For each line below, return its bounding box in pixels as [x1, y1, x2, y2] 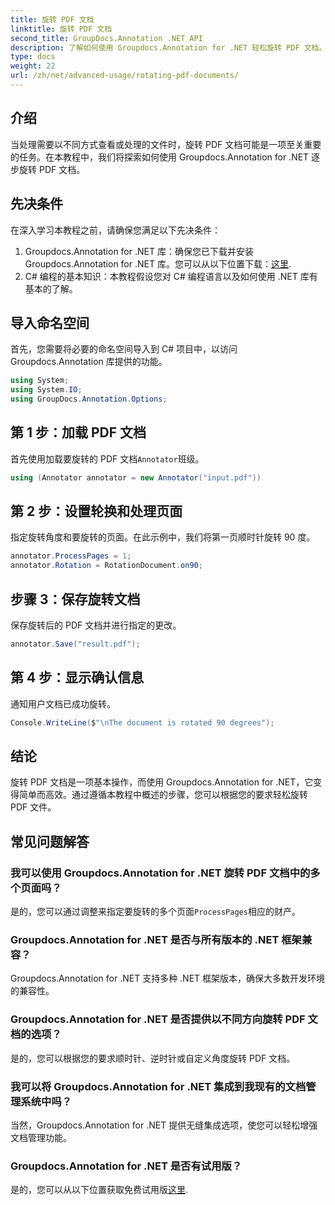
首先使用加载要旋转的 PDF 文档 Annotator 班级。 [10, 452, 205, 465]
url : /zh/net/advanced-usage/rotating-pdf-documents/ [10, 71, 240, 81]
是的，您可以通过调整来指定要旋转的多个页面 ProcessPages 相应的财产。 [10, 906, 301, 918]
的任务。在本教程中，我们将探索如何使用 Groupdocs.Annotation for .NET [10, 151, 310, 163]
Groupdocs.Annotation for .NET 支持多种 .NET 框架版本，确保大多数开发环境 [10, 972, 326, 985]
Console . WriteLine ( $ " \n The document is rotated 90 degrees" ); [10, 717, 275, 728]
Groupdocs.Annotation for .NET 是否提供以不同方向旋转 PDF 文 [10, 1012, 318, 1026]
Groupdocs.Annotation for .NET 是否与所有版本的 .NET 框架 [10, 932, 302, 946]
